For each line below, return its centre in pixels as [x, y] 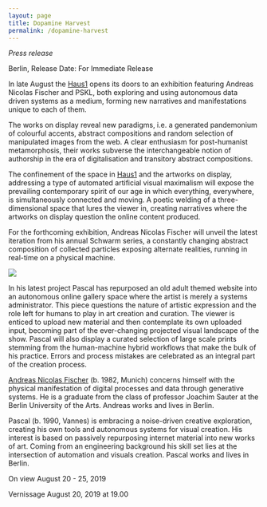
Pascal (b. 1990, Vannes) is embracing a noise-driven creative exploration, [130, 421]
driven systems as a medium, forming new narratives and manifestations [128, 101]
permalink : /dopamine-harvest [59, 30]
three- [228, 200]
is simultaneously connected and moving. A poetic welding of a [112, 200]
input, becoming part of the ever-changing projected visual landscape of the [134, 331]
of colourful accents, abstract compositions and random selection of [121, 133]
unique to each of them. [47, 109]
